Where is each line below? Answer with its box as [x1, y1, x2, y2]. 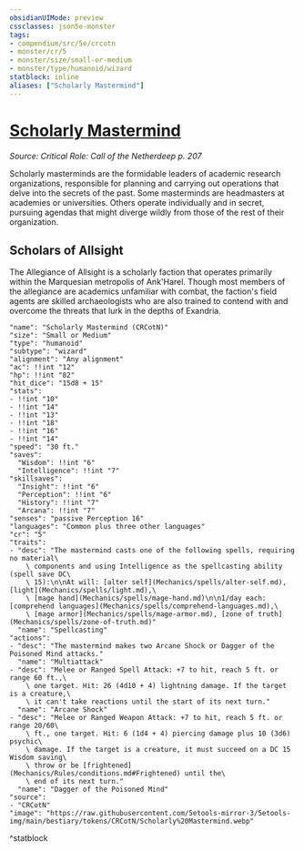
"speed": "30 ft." [9, 442, 79, 451]
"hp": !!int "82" [9, 370, 76, 380]
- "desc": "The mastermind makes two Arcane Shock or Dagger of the [9, 642, 275, 651]
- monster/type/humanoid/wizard [9, 65, 132, 74]
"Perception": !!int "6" [17, 491, 112, 500]
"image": [9, 809, 43, 818]
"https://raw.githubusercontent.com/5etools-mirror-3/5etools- [46, 809, 291, 818]
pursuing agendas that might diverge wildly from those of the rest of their [9, 207, 285, 218]
